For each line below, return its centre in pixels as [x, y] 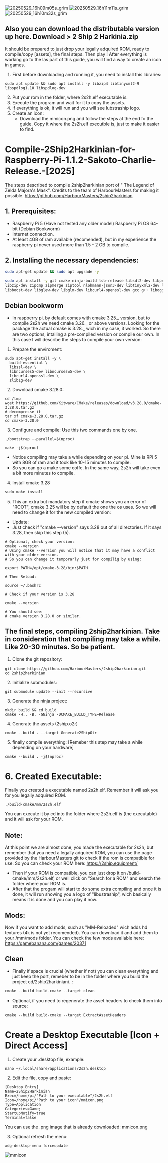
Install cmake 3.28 [31, 483]
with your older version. [32, 555]
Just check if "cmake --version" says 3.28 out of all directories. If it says [87, 527]
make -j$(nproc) [22, 448]
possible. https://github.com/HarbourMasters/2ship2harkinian [69, 195]
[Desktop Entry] [22, 1087]
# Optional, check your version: [40, 542]
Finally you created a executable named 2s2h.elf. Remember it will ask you [82, 790]
